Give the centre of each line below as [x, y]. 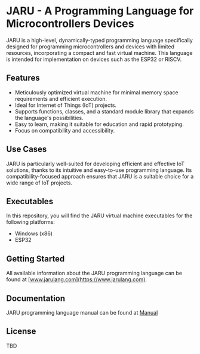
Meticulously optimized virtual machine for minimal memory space [96, 92]
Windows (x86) [33, 233]
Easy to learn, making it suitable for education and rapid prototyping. [99, 124]
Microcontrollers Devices [70, 24]
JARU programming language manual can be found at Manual [82, 313]
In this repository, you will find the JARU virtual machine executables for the [99, 216]
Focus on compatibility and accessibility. [65, 130]
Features [23, 78]
